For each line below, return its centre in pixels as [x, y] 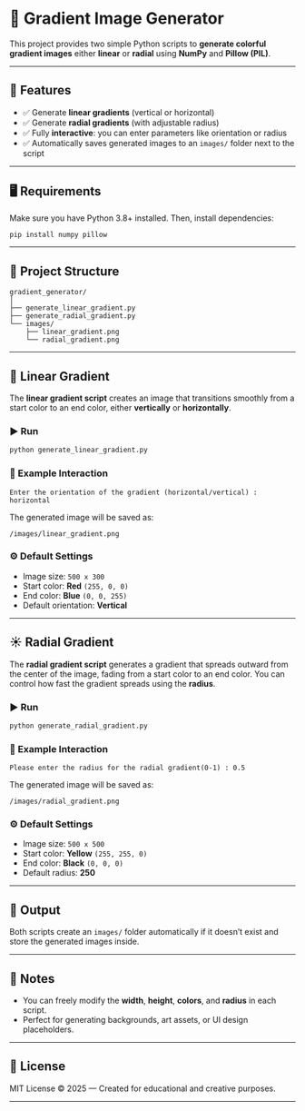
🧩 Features [40, 90]
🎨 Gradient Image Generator [117, 19]
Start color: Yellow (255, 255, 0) [85, 854]
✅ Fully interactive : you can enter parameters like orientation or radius [155, 133]
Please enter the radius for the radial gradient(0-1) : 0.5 [128, 768]
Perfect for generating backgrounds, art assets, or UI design [135, 1020]
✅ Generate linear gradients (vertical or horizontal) [118, 112]
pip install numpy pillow [58, 234]
